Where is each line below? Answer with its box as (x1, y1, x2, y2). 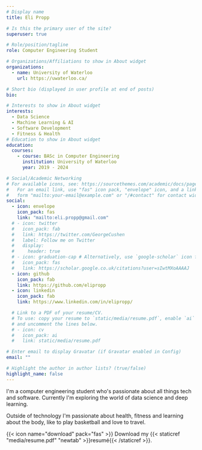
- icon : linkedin (11, 288, 55, 294)
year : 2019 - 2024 (22, 164, 69, 170)
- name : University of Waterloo (11, 69, 93, 76)
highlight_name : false (6, 371, 63, 377)
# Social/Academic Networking (6, 175, 82, 181)
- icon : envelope (11, 204, 55, 210)
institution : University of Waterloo (22, 159, 117, 165)
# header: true (11, 248, 61, 254)
